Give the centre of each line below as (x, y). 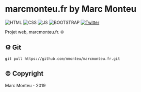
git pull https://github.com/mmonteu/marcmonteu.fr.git (63, 59)
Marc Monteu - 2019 (25, 85)
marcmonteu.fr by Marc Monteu (71, 9)
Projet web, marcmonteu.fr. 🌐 (35, 32)
